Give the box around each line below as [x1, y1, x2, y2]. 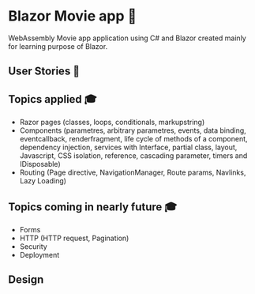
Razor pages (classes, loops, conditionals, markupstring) [19, 118, 205, 127]
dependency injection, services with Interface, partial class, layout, [19, 142, 238, 153]
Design [8, 273, 44, 287]
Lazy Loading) [19, 176, 67, 186]
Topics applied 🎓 [8, 92, 97, 106]
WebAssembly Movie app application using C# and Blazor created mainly [8, 33, 246, 43]
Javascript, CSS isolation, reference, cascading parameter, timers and [19, 151, 248, 160]
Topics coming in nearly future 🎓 [8, 200, 178, 213]
